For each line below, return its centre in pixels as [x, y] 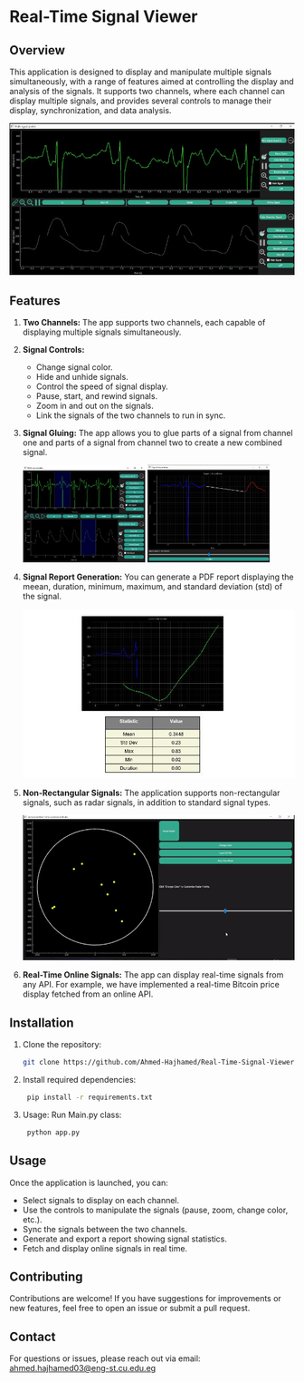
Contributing [46, 1276]
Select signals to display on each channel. [101, 1200]
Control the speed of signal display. [102, 386]
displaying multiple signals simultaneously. [102, 332]
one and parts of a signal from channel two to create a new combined [152, 443]
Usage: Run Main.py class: [72, 1114]
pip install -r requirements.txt [90, 1097]
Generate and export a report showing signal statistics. [125, 1239]
